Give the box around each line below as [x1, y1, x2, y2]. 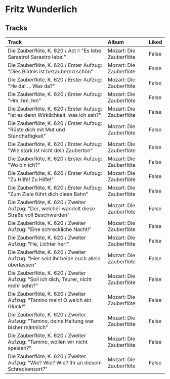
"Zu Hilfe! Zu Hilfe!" [8, 176, 54, 183]
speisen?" [8, 345, 32, 352]
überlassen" [8, 261, 37, 268]
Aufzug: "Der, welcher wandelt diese [8, 205, 95, 212]
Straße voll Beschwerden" [8, 211, 70, 218]
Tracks [5, 24, 28, 32]
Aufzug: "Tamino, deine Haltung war [8, 317, 94, 324]
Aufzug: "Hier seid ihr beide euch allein [8, 255, 101, 262]
